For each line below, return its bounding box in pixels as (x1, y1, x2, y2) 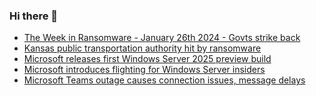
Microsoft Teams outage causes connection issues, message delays (23, 74, 306, 86)
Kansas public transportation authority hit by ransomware (23, 42, 262, 54)
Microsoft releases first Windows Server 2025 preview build (23, 53, 272, 65)
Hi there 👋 (9, 9, 59, 23)
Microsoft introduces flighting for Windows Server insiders (23, 64, 266, 76)
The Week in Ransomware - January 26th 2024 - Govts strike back (23, 32, 301, 44)
